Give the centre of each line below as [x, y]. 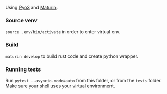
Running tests [23, 69]
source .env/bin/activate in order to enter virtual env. [63, 32]
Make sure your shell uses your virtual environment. [60, 86]
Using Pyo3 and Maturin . [32, 7]
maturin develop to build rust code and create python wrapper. [72, 56]
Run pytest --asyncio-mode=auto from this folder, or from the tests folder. [83, 80]
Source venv [21, 20]
